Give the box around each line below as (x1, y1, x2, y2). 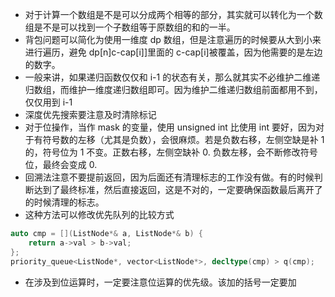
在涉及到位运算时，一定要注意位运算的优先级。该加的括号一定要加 (24, 276, 297, 288)
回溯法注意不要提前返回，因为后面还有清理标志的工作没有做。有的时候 (24, 171, 315, 183)
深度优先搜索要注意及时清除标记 (24, 109, 157, 120)
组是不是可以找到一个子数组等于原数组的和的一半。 (24, 21, 236, 33)
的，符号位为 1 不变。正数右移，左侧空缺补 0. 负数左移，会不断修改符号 (24, 146, 318, 158)
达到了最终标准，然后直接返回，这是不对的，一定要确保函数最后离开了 (33, 184, 323, 195)
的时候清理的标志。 (24, 196, 105, 208)
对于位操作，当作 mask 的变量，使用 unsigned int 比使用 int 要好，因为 (24, 121, 316, 133)
